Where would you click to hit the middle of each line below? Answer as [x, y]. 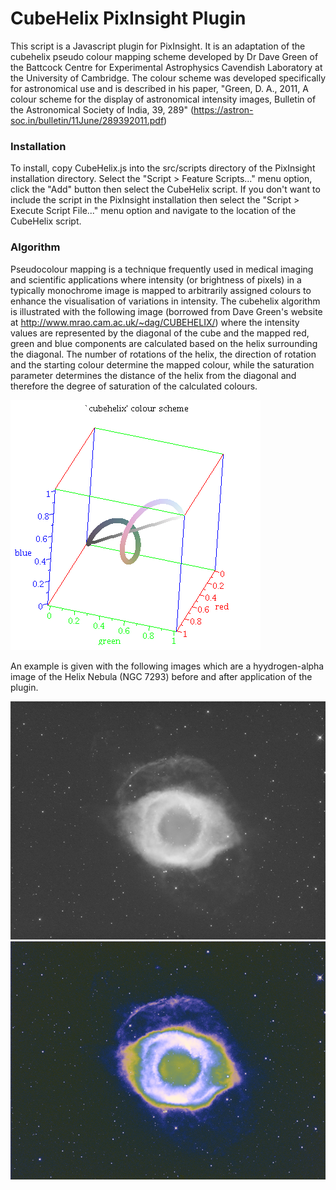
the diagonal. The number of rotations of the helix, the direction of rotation [163, 354]
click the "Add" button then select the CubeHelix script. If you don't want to [165, 189]
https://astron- [223, 109]
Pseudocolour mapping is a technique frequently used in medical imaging [162, 269]
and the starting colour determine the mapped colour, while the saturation [162, 364]
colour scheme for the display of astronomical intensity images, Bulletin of [163, 99]
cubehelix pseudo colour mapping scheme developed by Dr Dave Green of [164, 56]
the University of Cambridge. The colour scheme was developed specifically [168, 78]
